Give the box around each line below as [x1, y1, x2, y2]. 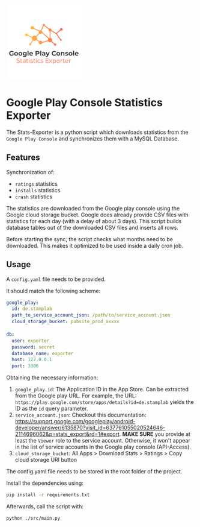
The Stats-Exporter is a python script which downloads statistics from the [6, 128, 189, 136]
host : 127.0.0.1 [11, 357, 52, 363]
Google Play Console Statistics [6, 96, 163, 110]
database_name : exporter [11, 350, 74, 356]
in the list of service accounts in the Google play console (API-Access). [14, 443, 191, 450]
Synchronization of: [6, 168, 55, 175]
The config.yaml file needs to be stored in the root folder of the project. [6, 468, 183, 475]
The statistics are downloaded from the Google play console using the [6, 204, 180, 212]
